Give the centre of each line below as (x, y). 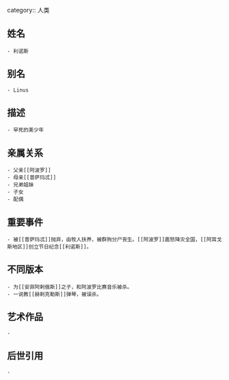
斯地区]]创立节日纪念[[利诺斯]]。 (50, 247)
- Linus (18, 90)
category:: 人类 (28, 10)
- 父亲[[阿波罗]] (29, 170)
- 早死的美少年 (26, 130)
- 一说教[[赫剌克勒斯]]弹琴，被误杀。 (55, 294)
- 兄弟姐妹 (21, 185)
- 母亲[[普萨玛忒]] (32, 178)
